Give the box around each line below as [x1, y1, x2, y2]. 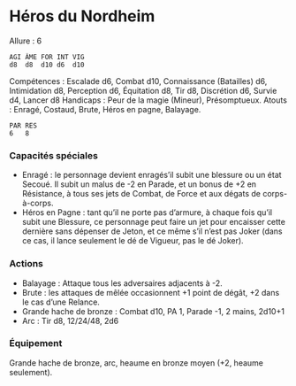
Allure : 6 [9, 35, 42, 46]
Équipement [9, 337, 63, 350]
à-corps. [21, 197, 54, 209]
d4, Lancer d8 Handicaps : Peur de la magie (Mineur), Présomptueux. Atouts [9, 95, 287, 105]
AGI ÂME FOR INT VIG [9, 52, 86, 61]
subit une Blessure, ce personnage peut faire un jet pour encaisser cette [21, 217, 285, 228]
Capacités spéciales [9, 149, 99, 161]
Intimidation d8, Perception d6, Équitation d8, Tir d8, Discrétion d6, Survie [9, 85, 277, 96]
